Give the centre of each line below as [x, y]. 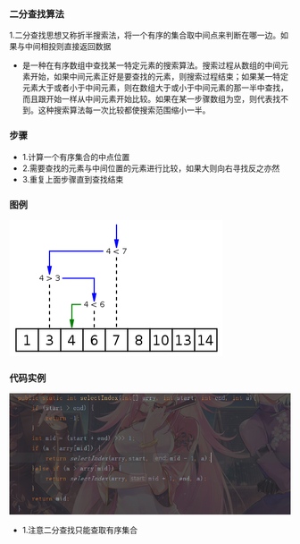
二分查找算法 [37, 13]
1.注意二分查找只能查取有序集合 [80, 531]
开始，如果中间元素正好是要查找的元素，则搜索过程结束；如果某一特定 [159, 77]
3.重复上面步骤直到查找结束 [73, 179]
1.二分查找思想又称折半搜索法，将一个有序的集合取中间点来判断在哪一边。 [145, 35]
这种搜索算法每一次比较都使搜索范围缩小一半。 [124, 110]
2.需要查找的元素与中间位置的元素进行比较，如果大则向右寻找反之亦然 [151, 168]
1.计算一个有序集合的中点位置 [76, 157]
